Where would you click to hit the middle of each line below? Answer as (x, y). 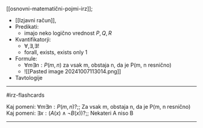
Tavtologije (29, 78)
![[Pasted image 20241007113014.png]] (72, 71)
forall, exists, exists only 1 (56, 52)
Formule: (26, 59)
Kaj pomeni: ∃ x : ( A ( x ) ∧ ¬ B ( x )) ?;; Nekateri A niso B (70, 113)
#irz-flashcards (25, 95)
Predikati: (27, 27)
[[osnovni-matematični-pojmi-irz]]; (50, 9)
